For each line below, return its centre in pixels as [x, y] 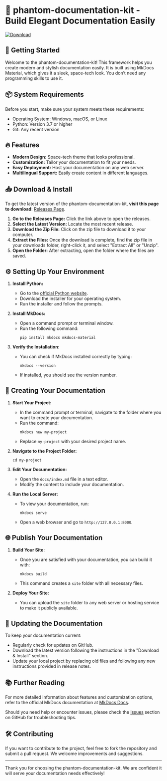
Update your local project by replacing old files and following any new [84, 661]
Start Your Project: [32, 402]
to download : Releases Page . [35, 209]
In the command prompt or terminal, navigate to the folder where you [90, 412]
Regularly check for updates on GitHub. [53, 645]
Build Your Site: [29, 550]
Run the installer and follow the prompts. [61, 304]
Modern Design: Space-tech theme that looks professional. [74, 157]
